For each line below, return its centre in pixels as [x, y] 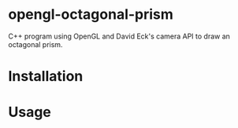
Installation [46, 77]
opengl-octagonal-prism [91, 15]
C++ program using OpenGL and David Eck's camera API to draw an [119, 36]
